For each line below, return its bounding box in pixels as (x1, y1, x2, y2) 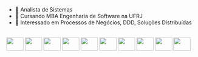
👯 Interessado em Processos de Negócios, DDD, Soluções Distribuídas (15, 19, 193, 26)
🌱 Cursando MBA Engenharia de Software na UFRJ (15, 13, 143, 20)
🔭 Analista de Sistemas (15, 6, 73, 13)
